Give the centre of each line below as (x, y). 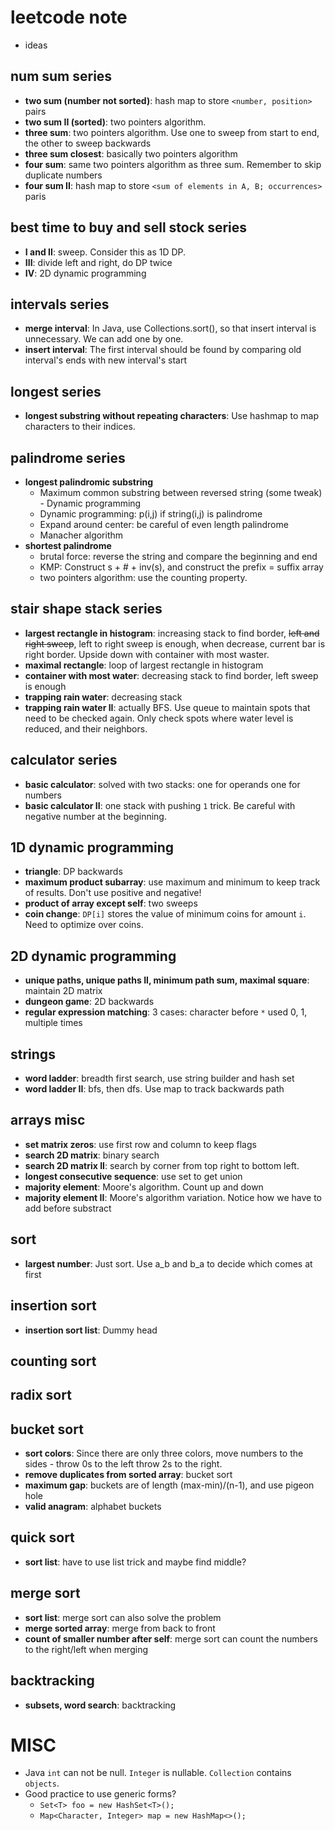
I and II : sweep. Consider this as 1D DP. (105, 252)
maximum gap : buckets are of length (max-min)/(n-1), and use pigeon (169, 1485)
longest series (56, 391)
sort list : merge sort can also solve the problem (123, 1617)
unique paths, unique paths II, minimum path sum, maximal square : (167, 980)
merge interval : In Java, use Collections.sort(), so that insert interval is (170, 328)
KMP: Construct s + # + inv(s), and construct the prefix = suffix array (181, 567)
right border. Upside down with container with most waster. (147, 654)
